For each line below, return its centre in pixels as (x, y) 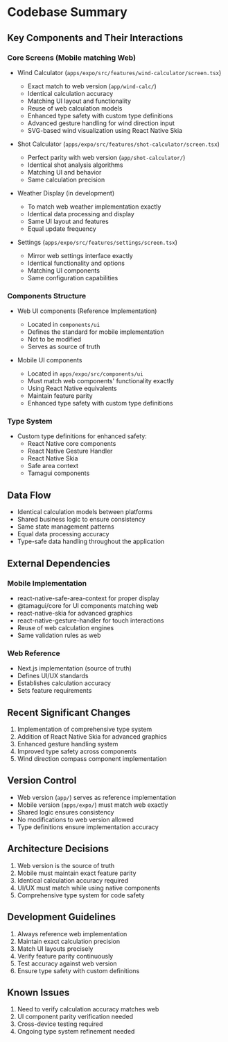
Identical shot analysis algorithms (75, 165)
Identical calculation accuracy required (73, 880)
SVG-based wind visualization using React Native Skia (105, 130)
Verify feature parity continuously (65, 956)
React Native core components (72, 444)
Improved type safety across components (77, 751)
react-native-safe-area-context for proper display (88, 598)
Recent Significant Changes (69, 713)
